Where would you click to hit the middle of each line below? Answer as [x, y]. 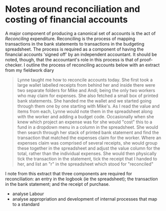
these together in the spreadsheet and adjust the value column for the [88, 148]
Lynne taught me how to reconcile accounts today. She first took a [85, 80]
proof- [146, 59]
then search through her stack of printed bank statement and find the [88, 132]
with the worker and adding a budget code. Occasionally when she [86, 116]
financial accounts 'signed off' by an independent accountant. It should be [81, 54]
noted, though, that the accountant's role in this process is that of [72, 59]
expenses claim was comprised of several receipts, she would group [87, 143]
